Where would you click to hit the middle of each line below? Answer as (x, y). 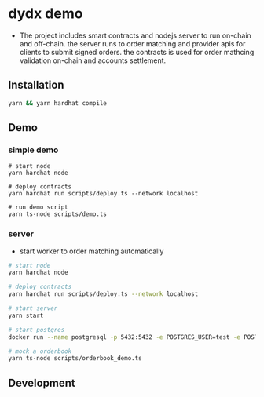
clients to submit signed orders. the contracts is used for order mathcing (137, 52)
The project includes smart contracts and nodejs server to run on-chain (135, 35)
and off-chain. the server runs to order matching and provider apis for (132, 43)
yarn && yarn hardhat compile (58, 103)
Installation (36, 85)
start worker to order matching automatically (92, 251)
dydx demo (46, 14)
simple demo (33, 150)
